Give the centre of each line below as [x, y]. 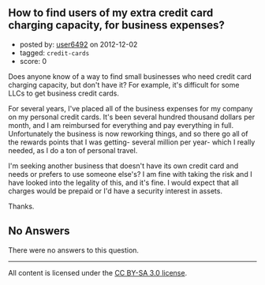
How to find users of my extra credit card [111, 13]
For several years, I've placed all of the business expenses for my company [131, 108]
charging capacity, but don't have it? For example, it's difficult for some [124, 84]
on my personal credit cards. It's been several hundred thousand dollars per [131, 117]
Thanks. [21, 206]
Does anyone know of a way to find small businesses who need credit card [130, 76]
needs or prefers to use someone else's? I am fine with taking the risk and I [130, 174]
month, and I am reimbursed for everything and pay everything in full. [121, 125]
